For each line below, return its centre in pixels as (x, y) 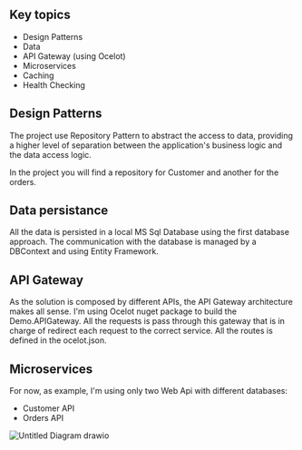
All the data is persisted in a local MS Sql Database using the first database (150, 232)
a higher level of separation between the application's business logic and (146, 145)
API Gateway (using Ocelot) (74, 56)
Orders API (43, 418)
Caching (38, 75)
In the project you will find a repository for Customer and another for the (144, 172)
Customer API (49, 408)
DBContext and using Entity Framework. (84, 251)
